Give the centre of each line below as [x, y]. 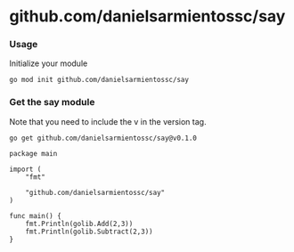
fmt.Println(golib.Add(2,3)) [79, 224]
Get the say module [52, 102]
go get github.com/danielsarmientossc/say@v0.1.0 [103, 138]
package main [33, 153]
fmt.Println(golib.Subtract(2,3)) [89, 232]
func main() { [36, 215]
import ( [25, 169]
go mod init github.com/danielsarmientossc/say [99, 80]
